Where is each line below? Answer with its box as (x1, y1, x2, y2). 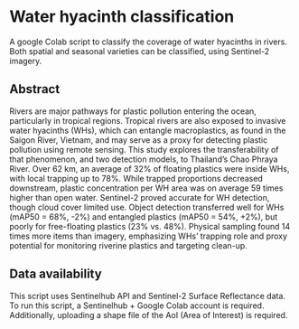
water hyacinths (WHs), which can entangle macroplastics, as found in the (9, 125, 286, 136)
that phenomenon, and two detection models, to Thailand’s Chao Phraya (9, 154, 278, 164)
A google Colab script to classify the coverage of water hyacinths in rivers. (9, 36, 287, 47)
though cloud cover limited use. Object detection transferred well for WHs (9, 202, 285, 212)
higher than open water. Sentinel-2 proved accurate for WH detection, (9, 192, 270, 202)
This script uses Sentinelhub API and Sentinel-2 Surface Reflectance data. (9, 290, 286, 301)
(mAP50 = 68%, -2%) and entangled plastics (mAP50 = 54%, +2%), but (9, 211, 278, 222)
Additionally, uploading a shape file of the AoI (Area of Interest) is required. (9, 309, 288, 320)
